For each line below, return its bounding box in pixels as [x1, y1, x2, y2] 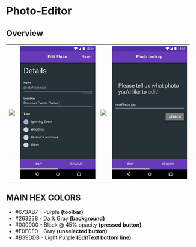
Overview [6, 28, 44, 38]
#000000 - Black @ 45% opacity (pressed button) [14, 221, 142, 228]
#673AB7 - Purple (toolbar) [14, 209, 84, 216]
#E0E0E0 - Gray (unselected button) [14, 228, 108, 235]
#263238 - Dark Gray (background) [14, 215, 105, 222]
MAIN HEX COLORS [6, 192, 81, 203]
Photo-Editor [6, 4, 72, 18]
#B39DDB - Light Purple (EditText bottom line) [14, 234, 132, 241]
